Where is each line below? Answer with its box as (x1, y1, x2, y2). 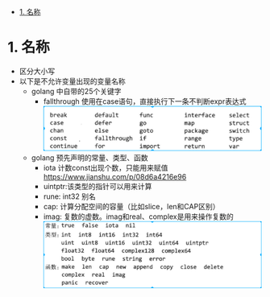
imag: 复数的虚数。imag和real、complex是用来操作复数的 (43, 212, 235, 221)
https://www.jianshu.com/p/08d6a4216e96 (43, 171, 187, 181)
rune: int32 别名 (43, 192, 96, 201)
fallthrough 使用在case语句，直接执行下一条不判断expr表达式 (43, 96, 247, 106)
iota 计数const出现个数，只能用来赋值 (43, 163, 168, 172)
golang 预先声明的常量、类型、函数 (31, 152, 148, 163)
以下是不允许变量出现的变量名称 (19, 76, 126, 86)
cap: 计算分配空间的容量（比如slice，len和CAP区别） (43, 201, 220, 211)
